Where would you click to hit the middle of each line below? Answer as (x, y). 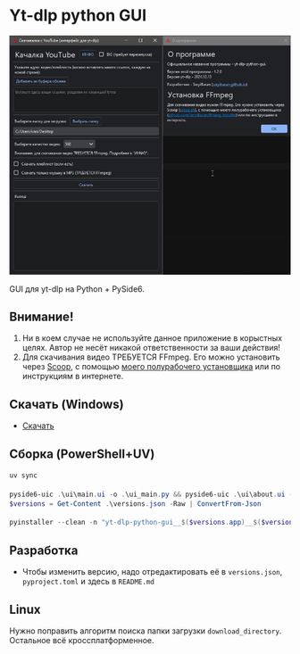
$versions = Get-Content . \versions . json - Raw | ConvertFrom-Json (135, 504)
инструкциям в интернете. (73, 377)
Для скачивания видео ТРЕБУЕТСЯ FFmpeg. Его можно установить (151, 357)
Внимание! (42, 317)
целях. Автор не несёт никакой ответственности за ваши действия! (151, 348)
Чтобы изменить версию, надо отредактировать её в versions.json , (152, 572)
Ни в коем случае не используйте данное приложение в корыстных (152, 338)
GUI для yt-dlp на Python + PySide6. (77, 289)
